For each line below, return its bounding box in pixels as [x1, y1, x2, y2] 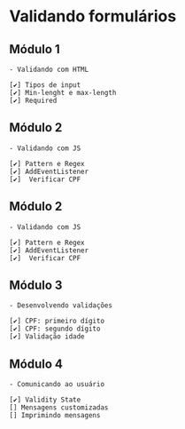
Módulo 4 [9, 356, 64, 371]
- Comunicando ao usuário [9, 380, 104, 389]
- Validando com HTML [9, 65, 89, 74]
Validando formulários [9, 6, 177, 27]
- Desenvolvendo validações [9, 301, 113, 310]
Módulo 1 [9, 42, 60, 57]
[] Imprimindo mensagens [9, 411, 101, 420]
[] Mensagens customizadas [9, 403, 109, 412]
